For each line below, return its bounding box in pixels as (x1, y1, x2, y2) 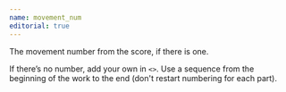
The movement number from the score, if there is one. (9, 46, 209, 56)
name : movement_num (9, 13, 82, 22)
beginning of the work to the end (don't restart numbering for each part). (9, 72, 277, 83)
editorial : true (9, 21, 70, 30)
